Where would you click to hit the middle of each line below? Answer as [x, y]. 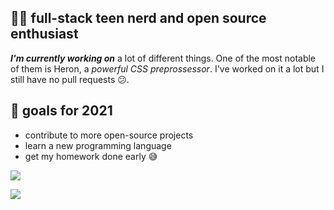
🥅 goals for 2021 [61, 111]
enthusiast [44, 34]
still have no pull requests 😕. [70, 79]
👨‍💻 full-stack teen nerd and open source [138, 18]
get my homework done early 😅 [91, 156]
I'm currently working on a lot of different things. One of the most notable [163, 58]
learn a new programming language [98, 145]
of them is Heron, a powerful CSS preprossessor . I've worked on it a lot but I [167, 68]
